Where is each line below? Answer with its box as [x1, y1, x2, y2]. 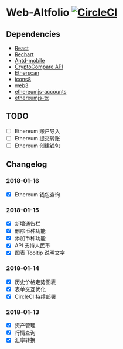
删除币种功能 [14, 227, 46, 234]
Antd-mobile [14, 57, 45, 64]
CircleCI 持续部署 [14, 293, 56, 300]
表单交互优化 [14, 285, 46, 292]
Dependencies [6, 29, 60, 39]
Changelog [6, 160, 47, 170]
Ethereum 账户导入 [14, 127, 60, 134]
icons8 [14, 76, 31, 82]
